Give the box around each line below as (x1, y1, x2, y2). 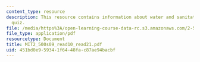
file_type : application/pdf (6, 31, 76, 37)
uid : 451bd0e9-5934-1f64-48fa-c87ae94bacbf (6, 47, 116, 53)
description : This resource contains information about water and (6, 14, 174, 20)
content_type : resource (6, 8, 65, 15)
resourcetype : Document (6, 36, 65, 42)
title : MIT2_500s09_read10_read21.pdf (6, 42, 102, 48)
